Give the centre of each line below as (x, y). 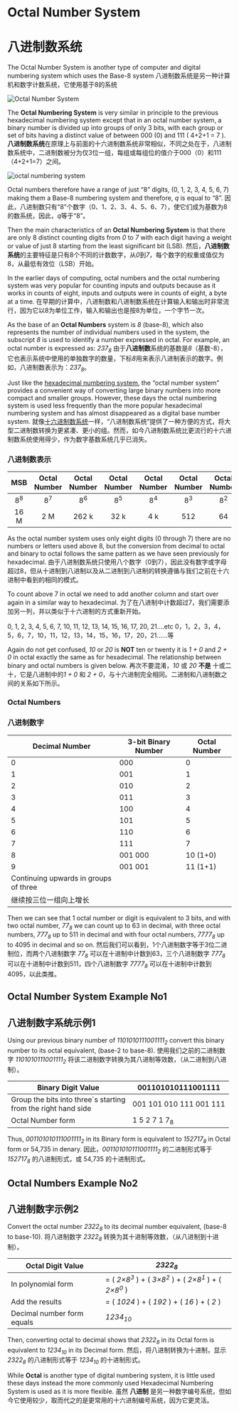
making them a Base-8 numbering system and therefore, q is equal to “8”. (115, 198)
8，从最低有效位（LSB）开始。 (53, 264)
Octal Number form (43, 1121)
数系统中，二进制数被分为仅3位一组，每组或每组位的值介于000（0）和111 (115, 153)
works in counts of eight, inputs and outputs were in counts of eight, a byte (117, 293)
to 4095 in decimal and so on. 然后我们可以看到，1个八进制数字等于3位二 (115, 945)
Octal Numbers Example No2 (73, 1183)
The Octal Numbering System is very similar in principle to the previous (113, 113)
